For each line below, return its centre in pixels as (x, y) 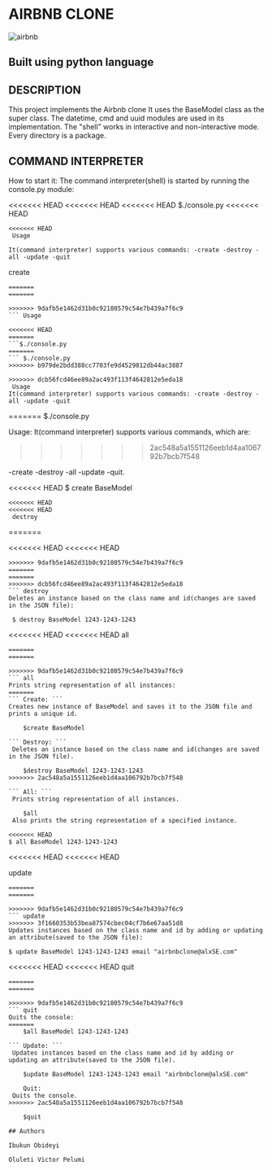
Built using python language (81, 62)
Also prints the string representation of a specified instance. (125, 820)
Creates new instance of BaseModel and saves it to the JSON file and (130, 706)
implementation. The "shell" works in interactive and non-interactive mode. (134, 127)
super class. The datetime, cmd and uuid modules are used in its (117, 118)
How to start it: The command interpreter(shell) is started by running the (129, 181)
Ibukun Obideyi (34, 1145)
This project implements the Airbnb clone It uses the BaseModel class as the (136, 110)
